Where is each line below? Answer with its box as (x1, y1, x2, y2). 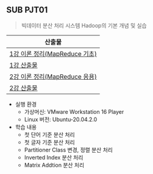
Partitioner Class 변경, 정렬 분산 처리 (24, 146, 113, 153)
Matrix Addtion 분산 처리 (24, 161, 85, 169)
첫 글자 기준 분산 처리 (24, 138, 75, 145)
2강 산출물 (9, 83, 38, 92)
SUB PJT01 (6, 5, 48, 15)
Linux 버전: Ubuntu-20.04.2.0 (24, 116, 98, 123)
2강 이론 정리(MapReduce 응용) (9, 72, 98, 81)
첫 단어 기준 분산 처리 (24, 131, 75, 138)
